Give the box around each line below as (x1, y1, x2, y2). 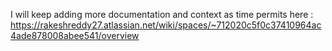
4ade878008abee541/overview (10, 30, 140, 41)
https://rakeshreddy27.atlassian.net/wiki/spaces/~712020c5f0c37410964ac (10, 19, 322, 31)
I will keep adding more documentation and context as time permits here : (10, 9, 314, 20)
